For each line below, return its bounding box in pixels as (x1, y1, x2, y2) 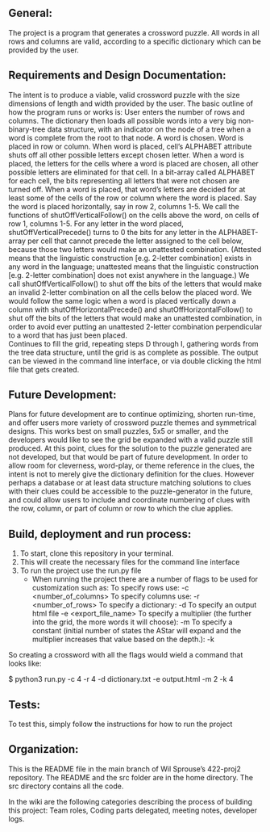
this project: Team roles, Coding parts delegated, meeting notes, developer (8, 805, 258, 815)
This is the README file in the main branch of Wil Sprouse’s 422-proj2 (8, 763, 242, 774)
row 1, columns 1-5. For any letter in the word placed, (8, 218, 184, 229)
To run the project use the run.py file (19, 565, 142, 576)
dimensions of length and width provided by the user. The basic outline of (8, 99, 254, 108)
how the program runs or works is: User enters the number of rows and (8, 107, 246, 116)
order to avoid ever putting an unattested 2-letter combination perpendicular (8, 321, 263, 331)
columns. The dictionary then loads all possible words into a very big (8, 116, 237, 125)
